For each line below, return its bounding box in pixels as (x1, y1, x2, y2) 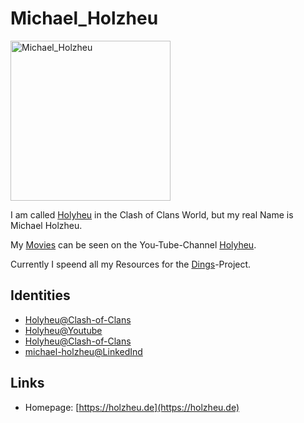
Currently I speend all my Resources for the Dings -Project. (10, 258, 252, 270)
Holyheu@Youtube (24, 324, 103, 336)
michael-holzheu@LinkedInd (24, 345, 143, 357)
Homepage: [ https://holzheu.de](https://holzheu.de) (24, 401, 240, 413)
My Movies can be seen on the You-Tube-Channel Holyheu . (10, 238, 257, 251)
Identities (10, 287, 71, 304)
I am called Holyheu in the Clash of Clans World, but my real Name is (10, 208, 294, 221)
